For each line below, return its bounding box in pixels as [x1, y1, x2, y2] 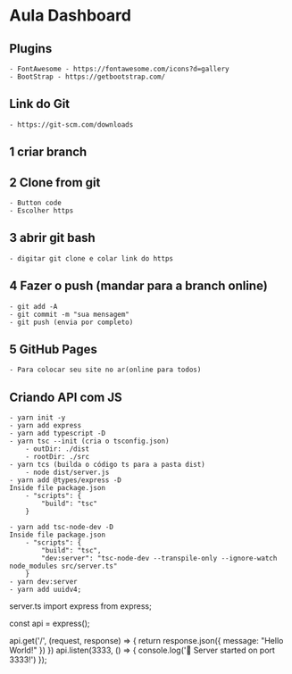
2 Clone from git [9, 175, 101, 190]
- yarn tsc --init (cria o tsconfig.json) [9, 437, 170, 446]
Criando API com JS [9, 389, 122, 404]
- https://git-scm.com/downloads [9, 120, 134, 129]
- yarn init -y [9, 413, 66, 422]
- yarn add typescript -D [9, 429, 105, 438]
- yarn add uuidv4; [9, 586, 82, 595]
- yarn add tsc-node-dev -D [9, 523, 114, 532]
